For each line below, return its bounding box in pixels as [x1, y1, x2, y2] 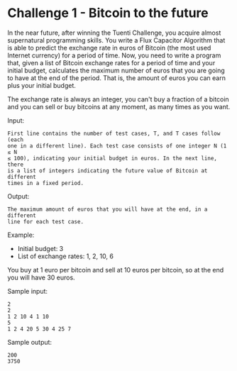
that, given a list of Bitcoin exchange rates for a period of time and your [7, 58, 216, 67]
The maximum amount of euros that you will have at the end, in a [7, 206, 208, 213]
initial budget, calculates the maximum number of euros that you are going [7, 66, 225, 74]
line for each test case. [7, 218, 84, 225]
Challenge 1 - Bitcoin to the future [7, 5, 209, 21]
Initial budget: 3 [17, 244, 64, 253]
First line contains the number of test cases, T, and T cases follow [7, 130, 221, 137]
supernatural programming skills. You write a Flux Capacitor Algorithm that [7, 35, 226, 44]
